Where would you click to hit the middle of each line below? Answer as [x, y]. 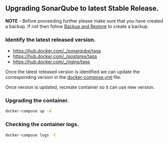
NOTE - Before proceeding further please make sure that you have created [84, 21]
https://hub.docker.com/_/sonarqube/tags [57, 51]
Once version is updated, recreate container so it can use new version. [80, 87]
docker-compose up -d [28, 111]
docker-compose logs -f [31, 135]
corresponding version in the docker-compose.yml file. [63, 77]
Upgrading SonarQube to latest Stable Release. [82, 8]
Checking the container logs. [42, 124]
